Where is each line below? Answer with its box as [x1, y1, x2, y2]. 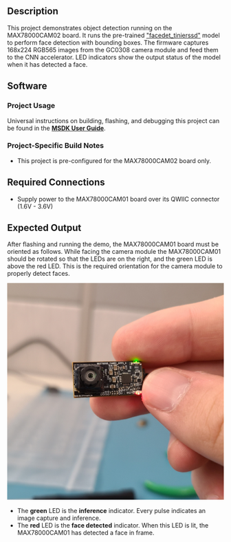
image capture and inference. [16, 514, 101, 522]
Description [7, 6, 58, 17]
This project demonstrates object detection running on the [7, 23, 173, 32]
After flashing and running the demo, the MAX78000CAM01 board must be [7, 240, 219, 248]
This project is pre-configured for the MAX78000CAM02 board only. [16, 156, 212, 164]
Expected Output [7, 222, 82, 233]
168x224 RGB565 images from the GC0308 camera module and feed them [7, 45, 219, 54]
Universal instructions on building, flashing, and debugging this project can [7, 116, 220, 124]
